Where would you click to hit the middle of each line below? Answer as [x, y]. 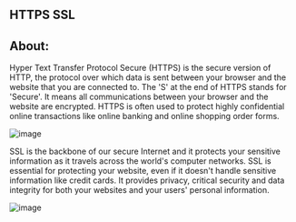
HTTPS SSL [42, 15]
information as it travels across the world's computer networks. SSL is [140, 161]
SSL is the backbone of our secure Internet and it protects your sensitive [145, 151]
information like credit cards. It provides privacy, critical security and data [147, 180]
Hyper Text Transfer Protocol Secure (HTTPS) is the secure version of [140, 68]
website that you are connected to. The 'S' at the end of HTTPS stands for [148, 87]
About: [30, 46]
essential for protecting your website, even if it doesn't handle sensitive [143, 171]
